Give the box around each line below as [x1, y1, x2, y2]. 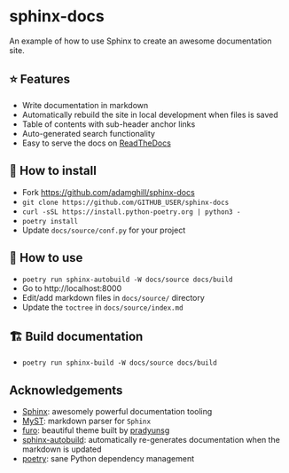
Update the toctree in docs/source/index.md [21, 302, 184, 312]
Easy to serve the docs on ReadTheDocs [21, 138, 171, 148]
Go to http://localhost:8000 [21, 283, 122, 294]
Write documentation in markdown [21, 99, 149, 110]
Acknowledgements [9, 382, 123, 398]
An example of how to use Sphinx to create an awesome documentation [9, 35, 272, 46]
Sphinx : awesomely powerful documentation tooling [21, 406, 213, 416]
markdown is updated [21, 444, 102, 454]
